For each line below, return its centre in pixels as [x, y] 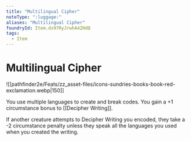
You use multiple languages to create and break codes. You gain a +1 [90, 102]
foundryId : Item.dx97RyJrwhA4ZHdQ [48, 28]
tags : [13, 33]
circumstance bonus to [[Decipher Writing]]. [60, 108]
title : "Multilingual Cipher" [43, 11]
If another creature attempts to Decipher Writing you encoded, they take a [95, 119]
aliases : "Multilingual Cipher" [46, 22]
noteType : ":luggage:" [34, 17]
